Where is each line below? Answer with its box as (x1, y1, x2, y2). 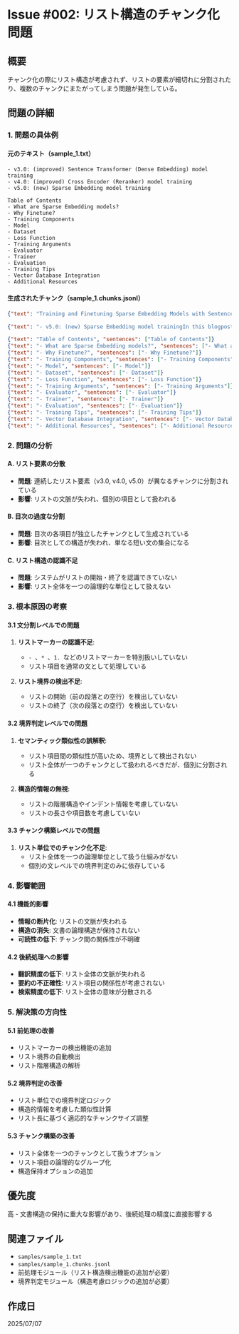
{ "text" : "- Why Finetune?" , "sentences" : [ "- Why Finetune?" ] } (7, 349, 202, 357)
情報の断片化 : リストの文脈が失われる (17, 916, 128, 925)
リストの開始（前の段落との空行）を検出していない (28, 692, 179, 701)
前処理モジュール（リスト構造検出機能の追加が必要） (17, 1268, 174, 1277)
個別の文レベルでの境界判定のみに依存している (28, 861, 166, 869)
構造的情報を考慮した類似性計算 (17, 1105, 112, 1113)
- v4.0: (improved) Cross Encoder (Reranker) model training (7, 178, 193, 186)
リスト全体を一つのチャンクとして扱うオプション (17, 1148, 161, 1157)
